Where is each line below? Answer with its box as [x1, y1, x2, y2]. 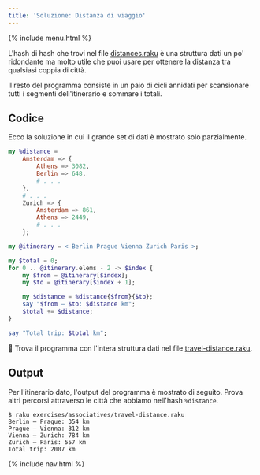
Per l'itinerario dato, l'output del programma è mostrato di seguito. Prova [8, 387, 243, 396]
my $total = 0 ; [8, 257, 58, 265]
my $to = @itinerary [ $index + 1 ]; [22, 279, 136, 287]
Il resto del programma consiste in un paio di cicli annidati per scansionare [8, 80, 250, 90]
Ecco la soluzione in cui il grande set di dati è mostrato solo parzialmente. [8, 132, 247, 142]
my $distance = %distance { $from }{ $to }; [22, 293, 154, 301]
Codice [8, 112, 45, 125]
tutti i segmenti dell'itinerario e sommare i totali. [8, 88, 163, 98]
